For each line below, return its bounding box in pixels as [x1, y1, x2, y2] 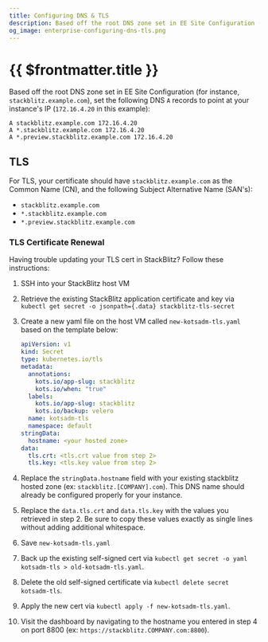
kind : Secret [20, 348, 64, 356]
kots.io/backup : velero [35, 407, 114, 415]
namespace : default [28, 422, 93, 430]
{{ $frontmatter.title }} [9, 61, 159, 79]
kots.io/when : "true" [35, 385, 107, 393]
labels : [28, 392, 54, 401]
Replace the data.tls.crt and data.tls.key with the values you [20, 506, 229, 515]
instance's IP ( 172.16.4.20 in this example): [9, 104, 150, 114]
